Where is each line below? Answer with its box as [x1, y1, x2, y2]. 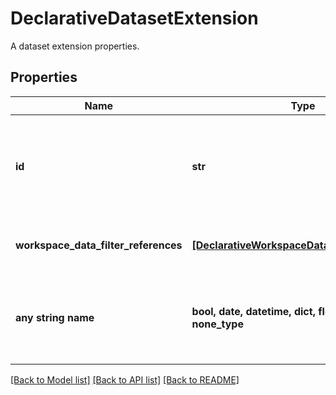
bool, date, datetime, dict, [191, 304, 316, 318]
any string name [15, 310, 95, 324]
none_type [191, 317, 244, 331]
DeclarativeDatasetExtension [10, 7, 259, 30]
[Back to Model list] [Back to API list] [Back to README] [10, 373, 240, 386]
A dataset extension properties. [10, 40, 140, 52]
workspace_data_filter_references [15, 238, 183, 252]
